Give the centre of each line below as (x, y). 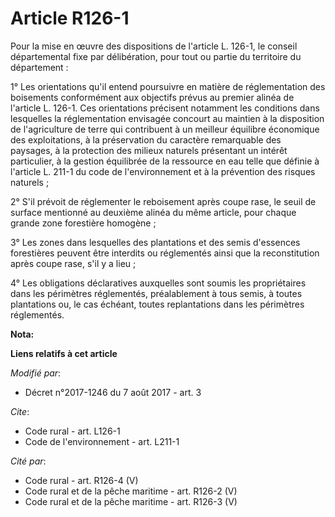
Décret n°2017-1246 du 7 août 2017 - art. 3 (113, 392)
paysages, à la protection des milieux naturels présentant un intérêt (149, 150)
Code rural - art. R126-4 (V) (81, 480)
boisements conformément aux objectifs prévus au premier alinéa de (152, 97)
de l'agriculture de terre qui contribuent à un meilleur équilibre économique (165, 129)
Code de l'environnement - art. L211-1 (102, 441)
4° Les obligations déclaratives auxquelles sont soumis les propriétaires (158, 283)
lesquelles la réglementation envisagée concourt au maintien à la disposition (167, 118)
